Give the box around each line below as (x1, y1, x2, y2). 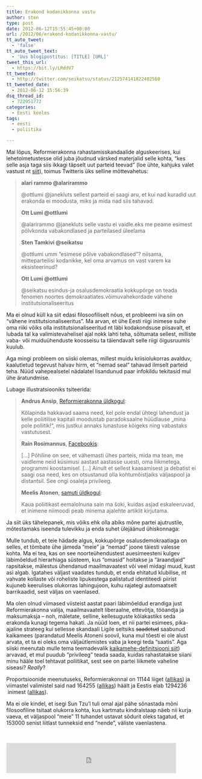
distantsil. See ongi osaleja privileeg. (21, 478, 112, 484)
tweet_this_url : (6, 59, 47, 65)
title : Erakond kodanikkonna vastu (6, 8, 96, 15)
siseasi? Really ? (6, 664, 46, 671)
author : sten (6, 14, 39, 20)
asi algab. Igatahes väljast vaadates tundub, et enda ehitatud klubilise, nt (6, 569, 187, 576)
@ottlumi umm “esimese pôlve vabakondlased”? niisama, (21, 251, 163, 257)
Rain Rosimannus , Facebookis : (21, 440, 99, 447)
